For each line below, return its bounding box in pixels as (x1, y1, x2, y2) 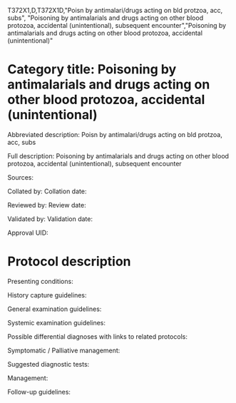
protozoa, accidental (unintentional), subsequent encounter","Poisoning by (7, 21, 227, 29)
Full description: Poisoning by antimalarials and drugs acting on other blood (7, 151, 230, 160)
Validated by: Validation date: (7, 214, 93, 223)
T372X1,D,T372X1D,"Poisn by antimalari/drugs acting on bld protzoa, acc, (7, 6, 223, 14)
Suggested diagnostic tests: (7, 359, 90, 368)
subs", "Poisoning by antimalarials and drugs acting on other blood (7, 14, 204, 22)
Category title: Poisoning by (7, 61, 177, 78)
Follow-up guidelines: (7, 387, 71, 396)
